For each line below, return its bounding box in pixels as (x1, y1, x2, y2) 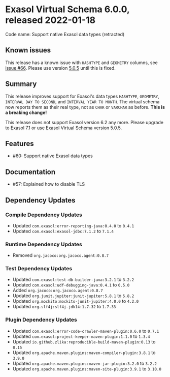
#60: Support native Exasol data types (12, 153, 93, 159)
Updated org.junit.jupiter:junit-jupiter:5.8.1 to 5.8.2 (12, 293, 134, 299)
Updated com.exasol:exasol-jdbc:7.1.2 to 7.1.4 (12, 228, 114, 234)
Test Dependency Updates (5, 265, 73, 272)
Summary (5, 80, 37, 89)
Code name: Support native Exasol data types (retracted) (5, 31, 125, 37)
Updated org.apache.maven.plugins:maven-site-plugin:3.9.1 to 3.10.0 (12, 365, 161, 372)
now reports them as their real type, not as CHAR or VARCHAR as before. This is (5, 104, 165, 110)
